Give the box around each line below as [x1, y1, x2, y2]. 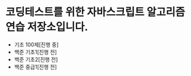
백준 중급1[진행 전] [14, 63, 57, 70]
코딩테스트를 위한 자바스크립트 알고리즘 [5, 5, 185, 19]
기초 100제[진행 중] [14, 41, 59, 48]
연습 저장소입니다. [5, 20, 88, 34]
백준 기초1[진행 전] [14, 48, 57, 55]
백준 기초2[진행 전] [14, 56, 58, 63]
